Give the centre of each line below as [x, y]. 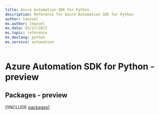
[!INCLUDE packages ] [27, 107]
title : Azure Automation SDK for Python [47, 10]
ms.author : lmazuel [25, 24]
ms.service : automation [30, 42]
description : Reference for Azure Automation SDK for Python [69, 14]
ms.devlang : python [25, 38]
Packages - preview [36, 95]
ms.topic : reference [26, 33]
